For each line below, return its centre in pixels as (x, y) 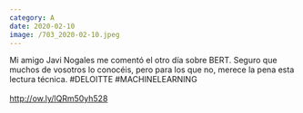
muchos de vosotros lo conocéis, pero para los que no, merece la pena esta (152, 70)
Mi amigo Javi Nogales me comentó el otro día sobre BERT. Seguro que (143, 61)
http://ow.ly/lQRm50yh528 (59, 99)
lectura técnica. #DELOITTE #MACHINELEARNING (103, 80)
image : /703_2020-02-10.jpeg (65, 34)
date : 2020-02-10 (42, 26)
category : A (32, 18)
